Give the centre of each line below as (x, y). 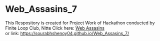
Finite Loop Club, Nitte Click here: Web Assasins (55, 28)
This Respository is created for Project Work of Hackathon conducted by (80, 23)
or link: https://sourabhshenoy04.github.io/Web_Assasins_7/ (67, 33)
